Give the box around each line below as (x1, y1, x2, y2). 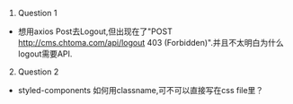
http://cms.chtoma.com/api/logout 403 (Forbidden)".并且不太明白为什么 (17, 38, 285, 48)
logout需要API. (17, 48, 73, 59)
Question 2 (17, 66, 59, 77)
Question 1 (17, 8, 58, 18)
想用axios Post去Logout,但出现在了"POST (17, 26, 173, 37)
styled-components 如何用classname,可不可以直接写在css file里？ (17, 85, 264, 95)
